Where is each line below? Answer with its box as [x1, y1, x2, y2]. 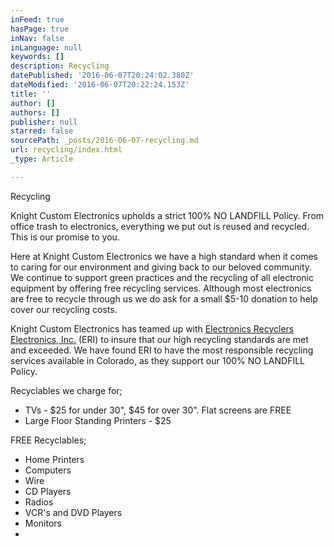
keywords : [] [10, 52, 65, 62]
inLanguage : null [10, 42, 83, 53]
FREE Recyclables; [10, 434, 87, 446]
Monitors [24, 517, 62, 529]
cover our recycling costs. [10, 303, 118, 315]
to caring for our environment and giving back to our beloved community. [10, 261, 313, 273]
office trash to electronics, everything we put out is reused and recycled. [10, 220, 310, 232]
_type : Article [10, 154, 74, 164]
